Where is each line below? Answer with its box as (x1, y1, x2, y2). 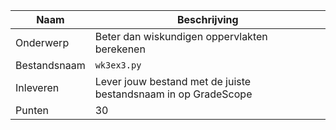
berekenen (94, 42, 146, 56)
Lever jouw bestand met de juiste (94, 75, 252, 88)
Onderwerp (15, 36, 70, 49)
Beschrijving (176, 13, 239, 26)
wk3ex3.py (94, 60, 142, 71)
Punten (15, 104, 49, 117)
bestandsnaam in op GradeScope (94, 87, 253, 101)
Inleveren (15, 81, 60, 94)
